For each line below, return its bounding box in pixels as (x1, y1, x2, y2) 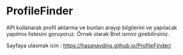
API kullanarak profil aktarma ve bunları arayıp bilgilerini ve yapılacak (6, 24, 178, 31)
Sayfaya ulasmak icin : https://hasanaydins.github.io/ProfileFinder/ (6, 42, 172, 49)
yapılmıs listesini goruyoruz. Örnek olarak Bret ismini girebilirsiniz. (6, 30, 170, 37)
